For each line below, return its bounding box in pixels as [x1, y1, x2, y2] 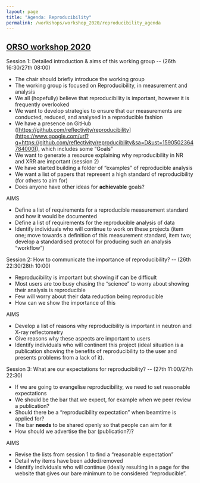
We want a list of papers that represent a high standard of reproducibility [14, 171, 193, 178]
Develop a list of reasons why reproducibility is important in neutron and [14, 323, 192, 330]
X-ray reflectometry [14, 329, 64, 336]
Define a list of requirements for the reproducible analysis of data [14, 219, 175, 227]
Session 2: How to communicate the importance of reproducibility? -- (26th [6, 256, 192, 263]
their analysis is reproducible [14, 287, 86, 294]
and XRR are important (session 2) [14, 158, 99, 165]
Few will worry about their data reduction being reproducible [14, 293, 164, 300]
